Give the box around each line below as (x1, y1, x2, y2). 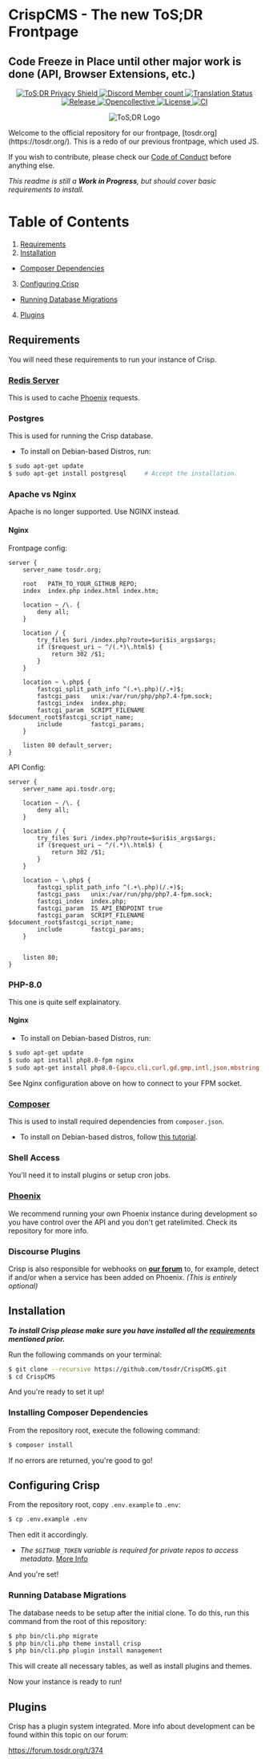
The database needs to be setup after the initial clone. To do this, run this (8, 1607, 250, 1618)
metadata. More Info (19, 1554, 88, 1564)
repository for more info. (8, 1225, 90, 1235)
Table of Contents (8, 213, 130, 231)
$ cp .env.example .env (8, 1515, 88, 1524)
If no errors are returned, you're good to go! (8, 1455, 153, 1465)
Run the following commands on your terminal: (8, 1350, 163, 1359)
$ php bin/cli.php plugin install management (8, 1647, 163, 1655)
